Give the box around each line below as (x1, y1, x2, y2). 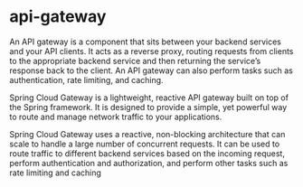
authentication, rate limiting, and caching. (9, 74, 165, 85)
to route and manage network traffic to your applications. (9, 111, 223, 122)
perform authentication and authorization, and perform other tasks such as (9, 157, 289, 168)
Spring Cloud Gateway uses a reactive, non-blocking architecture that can (9, 128, 286, 139)
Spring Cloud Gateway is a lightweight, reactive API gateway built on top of (9, 92, 289, 103)
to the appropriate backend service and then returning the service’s (9, 55, 261, 66)
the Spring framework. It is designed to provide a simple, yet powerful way (9, 101, 288, 112)
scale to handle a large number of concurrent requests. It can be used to (9, 138, 280, 149)
